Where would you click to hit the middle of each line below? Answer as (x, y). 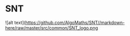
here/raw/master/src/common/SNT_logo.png (52, 27)
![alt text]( (16, 22)
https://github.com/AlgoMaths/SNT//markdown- (75, 22)
